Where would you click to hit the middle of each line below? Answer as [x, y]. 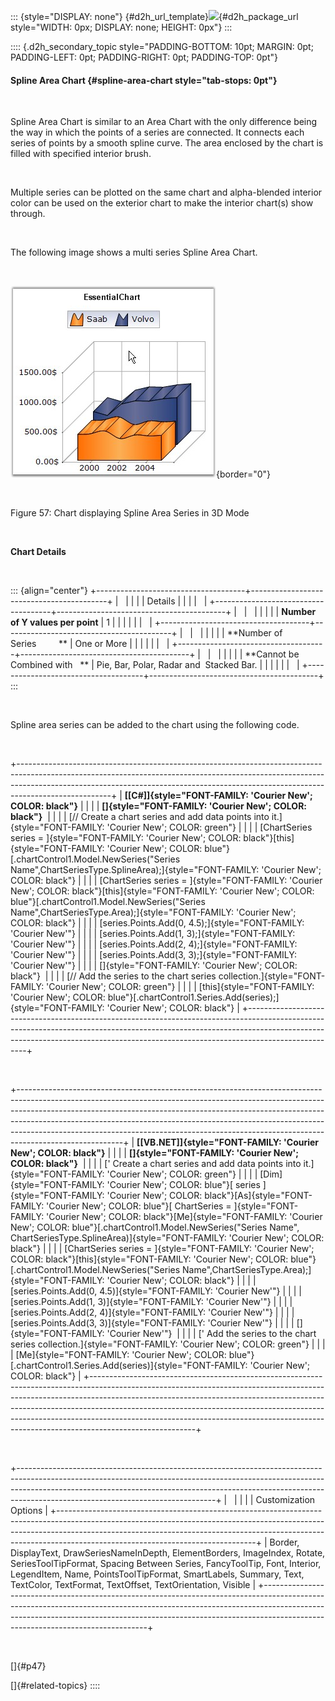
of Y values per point [54, 622]
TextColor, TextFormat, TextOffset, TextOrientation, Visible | [133, 1585]
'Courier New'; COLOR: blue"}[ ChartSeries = [139, 1206]
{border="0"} [244, 474]
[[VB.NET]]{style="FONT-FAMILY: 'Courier [228, 1142]
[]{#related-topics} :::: [55, 1686]
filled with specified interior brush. [81, 154]
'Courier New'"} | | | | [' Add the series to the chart [211, 1334]
